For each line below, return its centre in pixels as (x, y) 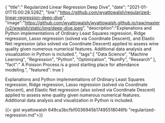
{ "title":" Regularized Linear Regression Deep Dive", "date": (66, 7)
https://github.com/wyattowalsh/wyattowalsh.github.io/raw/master (92, 23)
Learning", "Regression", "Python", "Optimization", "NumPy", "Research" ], (81, 59)
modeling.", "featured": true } (34, 70)
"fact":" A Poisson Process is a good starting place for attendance (72, 64)
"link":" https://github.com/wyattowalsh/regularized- (98, 12)
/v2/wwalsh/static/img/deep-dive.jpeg (44, 28)
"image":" (15, 23)
